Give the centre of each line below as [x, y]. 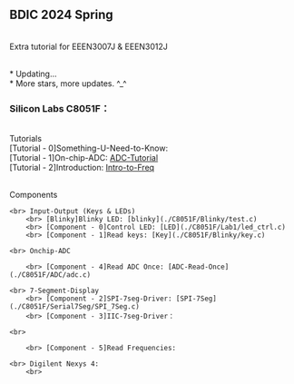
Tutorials [26, 139]
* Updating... [33, 74]
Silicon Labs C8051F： [60, 108]
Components [34, 195]
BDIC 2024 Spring [61, 15]
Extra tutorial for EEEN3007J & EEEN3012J [88, 46]
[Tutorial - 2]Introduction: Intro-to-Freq [82, 168]
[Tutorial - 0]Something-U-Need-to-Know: [89, 148]
